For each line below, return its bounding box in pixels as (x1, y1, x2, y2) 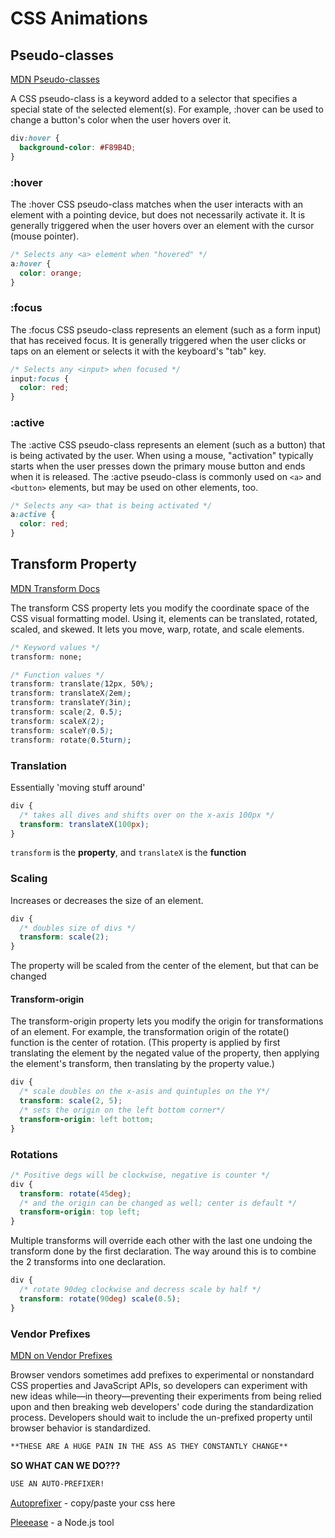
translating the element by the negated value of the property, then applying (10, 1047, 320, 1059)
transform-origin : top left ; (19, 1207, 141, 1217)
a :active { (10, 510, 56, 520)
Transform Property (10, 556, 137, 573)
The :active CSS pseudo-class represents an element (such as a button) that (10, 438, 326, 451)
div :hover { (10, 133, 60, 143)
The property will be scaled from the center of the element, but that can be (10, 960, 319, 972)
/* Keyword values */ (10, 642, 101, 652)
